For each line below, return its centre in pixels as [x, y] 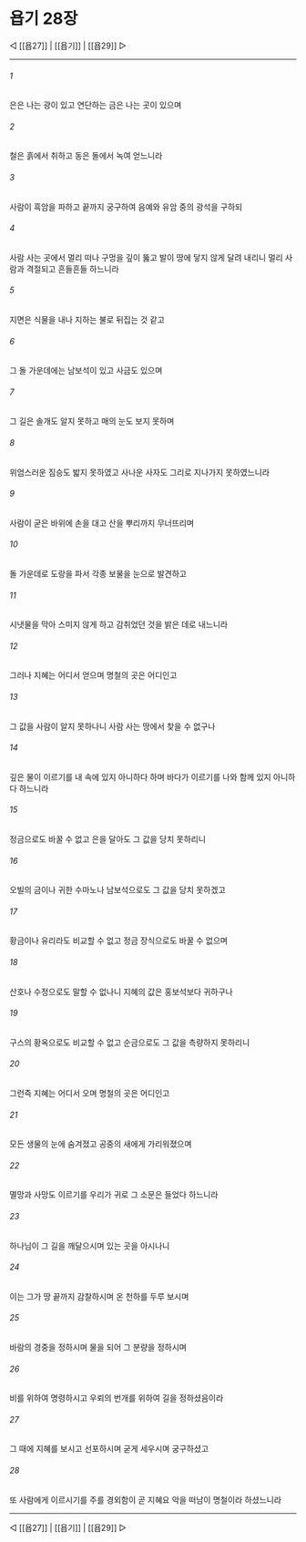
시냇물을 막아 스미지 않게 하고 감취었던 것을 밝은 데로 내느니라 [119, 624]
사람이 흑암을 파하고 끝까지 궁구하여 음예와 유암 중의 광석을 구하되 [126, 207]
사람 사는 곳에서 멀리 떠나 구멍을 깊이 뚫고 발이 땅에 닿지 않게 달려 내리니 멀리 [147, 257]
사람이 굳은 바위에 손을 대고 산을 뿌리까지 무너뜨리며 [102, 523]
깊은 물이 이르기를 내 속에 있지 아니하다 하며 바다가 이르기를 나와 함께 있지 [140, 776]
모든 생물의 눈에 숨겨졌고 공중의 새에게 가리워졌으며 [101, 1144]
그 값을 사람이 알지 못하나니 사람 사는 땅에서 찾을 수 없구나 [112, 726]
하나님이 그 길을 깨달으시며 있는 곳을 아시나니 [90, 1246]
